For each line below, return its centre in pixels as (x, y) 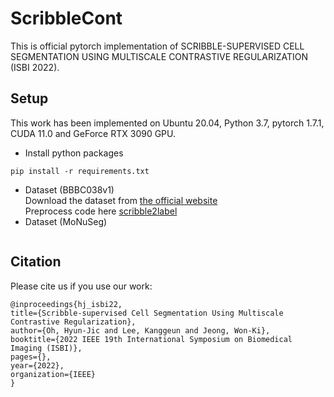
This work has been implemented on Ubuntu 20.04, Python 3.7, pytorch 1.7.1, (167, 123)
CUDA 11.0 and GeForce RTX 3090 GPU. (93, 133)
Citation (36, 262)
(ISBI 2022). (35, 67)
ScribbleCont (66, 18)
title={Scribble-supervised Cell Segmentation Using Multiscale (147, 313)
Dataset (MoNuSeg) (66, 221)
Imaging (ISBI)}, (46, 348)
